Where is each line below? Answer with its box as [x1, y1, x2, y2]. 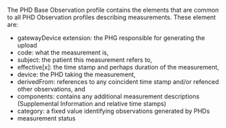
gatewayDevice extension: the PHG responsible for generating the [17, 34, 205, 42]
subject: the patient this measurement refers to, [17, 56, 153, 64]
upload [17, 41, 38, 49]
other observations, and [17, 85, 85, 93]
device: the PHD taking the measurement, [17, 70, 136, 78]
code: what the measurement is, [17, 48, 109, 56]
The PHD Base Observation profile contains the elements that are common [7, 6, 219, 14]
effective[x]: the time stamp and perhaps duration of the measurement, [17, 63, 219, 71]
